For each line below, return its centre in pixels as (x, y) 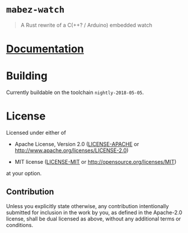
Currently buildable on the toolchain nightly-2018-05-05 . (75, 92)
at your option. (24, 173)
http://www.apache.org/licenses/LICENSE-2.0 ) (72, 150)
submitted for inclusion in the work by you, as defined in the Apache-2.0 (94, 212)
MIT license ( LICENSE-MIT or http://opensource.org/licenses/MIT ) (95, 162)
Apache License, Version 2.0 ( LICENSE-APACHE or (77, 144)
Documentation (45, 49)
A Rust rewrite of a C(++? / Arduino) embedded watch (86, 25)
